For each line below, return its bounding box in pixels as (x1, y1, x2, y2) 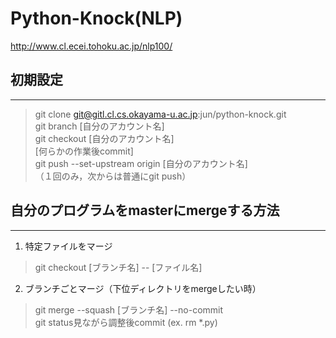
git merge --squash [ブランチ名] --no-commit (34, 303, 224, 316)
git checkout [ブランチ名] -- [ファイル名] (34, 261, 203, 273)
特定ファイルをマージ (24, 240, 113, 252)
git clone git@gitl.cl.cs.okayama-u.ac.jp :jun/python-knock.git (34, 108, 287, 120)
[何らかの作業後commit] (34, 145, 134, 157)
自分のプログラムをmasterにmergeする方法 (10, 202, 280, 219)
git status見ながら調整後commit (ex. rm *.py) (34, 316, 218, 328)
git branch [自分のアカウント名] (34, 120, 165, 132)
